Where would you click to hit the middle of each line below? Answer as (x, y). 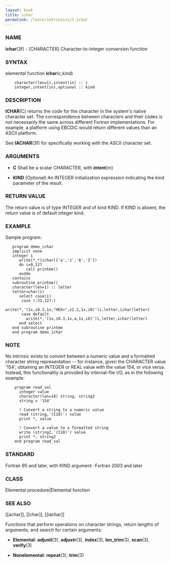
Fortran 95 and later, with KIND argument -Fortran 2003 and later (74, 465)
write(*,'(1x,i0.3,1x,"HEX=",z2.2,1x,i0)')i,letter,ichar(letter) (78, 310)
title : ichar (19, 15)
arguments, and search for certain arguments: (54, 530)
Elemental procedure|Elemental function (48, 490)
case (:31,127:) (39, 301)
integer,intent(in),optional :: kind (55, 87)
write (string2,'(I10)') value (52, 433)
